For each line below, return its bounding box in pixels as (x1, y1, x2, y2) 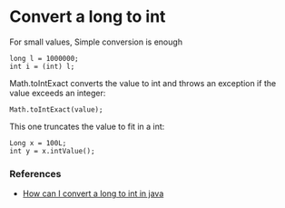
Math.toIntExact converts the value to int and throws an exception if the (9, 77, 277, 88)
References (9, 167, 62, 180)
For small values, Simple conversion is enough (9, 36, 183, 47)
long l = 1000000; (9, 54, 79, 63)
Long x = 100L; (9, 138, 67, 147)
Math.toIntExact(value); (9, 104, 103, 114)
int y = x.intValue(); (9, 146, 95, 155)
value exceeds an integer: (9, 87, 106, 98)
